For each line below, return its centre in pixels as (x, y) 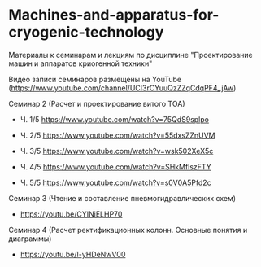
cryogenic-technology (86, 32)
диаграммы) (30, 239)
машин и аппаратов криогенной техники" (80, 63)
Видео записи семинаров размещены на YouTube (95, 79)
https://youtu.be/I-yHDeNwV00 (73, 254)
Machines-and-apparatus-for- (114, 15)
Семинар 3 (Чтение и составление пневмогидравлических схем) (122, 198)
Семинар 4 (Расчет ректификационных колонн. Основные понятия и (128, 230)
